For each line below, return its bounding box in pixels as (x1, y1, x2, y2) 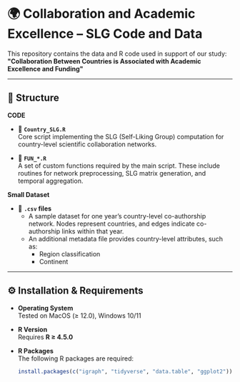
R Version (17, 325, 48, 333)
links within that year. (61, 226, 124, 236)
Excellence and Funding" (7, 64, 84, 73)
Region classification (39, 249, 101, 258)
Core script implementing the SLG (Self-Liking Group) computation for (17, 132, 224, 141)
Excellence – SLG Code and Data (7, 26, 203, 42)
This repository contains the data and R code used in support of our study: (7, 49, 227, 58)
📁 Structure (7, 92, 59, 104)
